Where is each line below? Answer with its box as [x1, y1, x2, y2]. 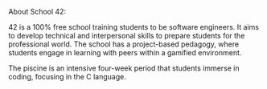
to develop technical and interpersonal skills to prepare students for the [8, 31, 245, 40]
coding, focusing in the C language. [8, 72, 126, 81]
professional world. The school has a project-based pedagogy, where [8, 39, 240, 49]
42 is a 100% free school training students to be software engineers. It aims [8, 22, 260, 31]
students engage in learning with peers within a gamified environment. [8, 48, 242, 57]
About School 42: [8, 7, 67, 16]
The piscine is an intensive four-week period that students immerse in [8, 63, 240, 73]
